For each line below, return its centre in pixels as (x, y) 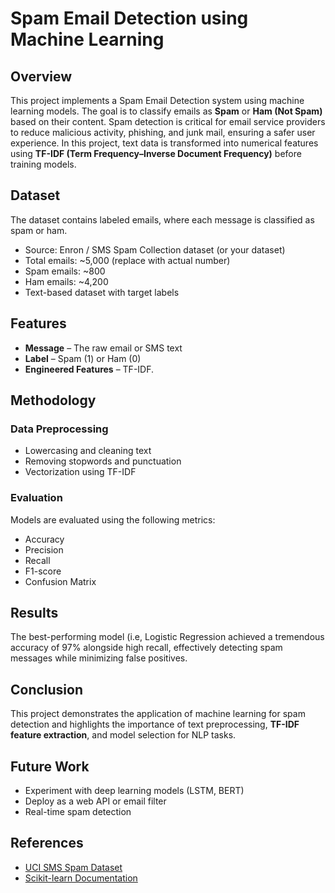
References (47, 843)
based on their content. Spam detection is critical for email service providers (168, 121)
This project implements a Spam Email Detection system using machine (157, 100)
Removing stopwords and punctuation (103, 461)
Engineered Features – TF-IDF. (89, 369)
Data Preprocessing (59, 429)
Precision (44, 549)
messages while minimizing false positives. (99, 658)
